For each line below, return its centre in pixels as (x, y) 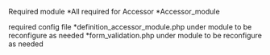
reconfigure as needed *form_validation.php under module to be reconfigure (135, 35)
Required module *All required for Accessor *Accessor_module (114, 12)
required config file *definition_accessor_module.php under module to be (130, 27)
